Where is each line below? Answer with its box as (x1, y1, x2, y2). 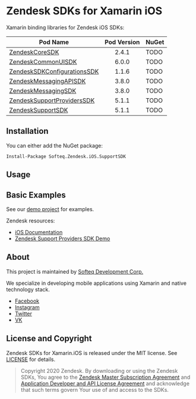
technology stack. (6, 285, 50, 293)
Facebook (14, 297, 40, 304)
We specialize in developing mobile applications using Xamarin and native (6, 279, 187, 287)
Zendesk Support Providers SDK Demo (14, 235, 110, 242)
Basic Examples (6, 190, 67, 200)
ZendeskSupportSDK (9, 106, 68, 114)
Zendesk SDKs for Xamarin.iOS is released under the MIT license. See (6, 349, 178, 356)
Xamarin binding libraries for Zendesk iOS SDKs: (6, 24, 125, 31)
